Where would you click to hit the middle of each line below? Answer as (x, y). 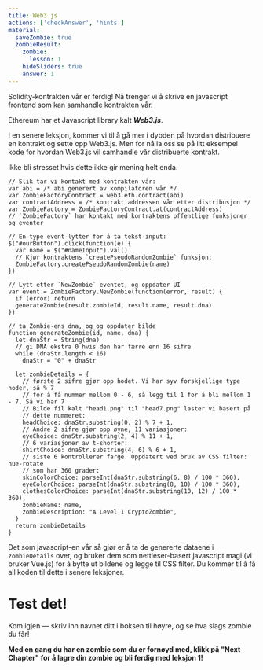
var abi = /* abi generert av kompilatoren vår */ (93, 188)
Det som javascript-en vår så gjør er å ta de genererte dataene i (111, 547)
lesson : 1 (45, 60)
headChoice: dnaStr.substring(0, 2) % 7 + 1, (98, 422)
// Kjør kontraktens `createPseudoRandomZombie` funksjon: (114, 257)
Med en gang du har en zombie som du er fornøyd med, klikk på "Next (124, 649)
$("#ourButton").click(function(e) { (70, 243)
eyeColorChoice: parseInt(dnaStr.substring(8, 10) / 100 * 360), (131, 484)
